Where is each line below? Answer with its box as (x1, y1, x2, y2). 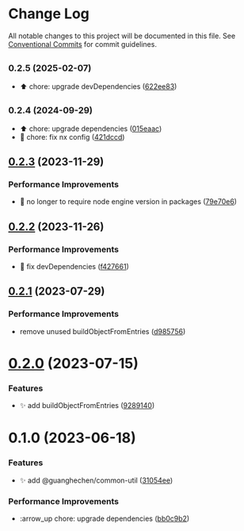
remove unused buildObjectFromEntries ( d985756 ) (19, 326, 186, 336)
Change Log (8, 5, 90, 23)
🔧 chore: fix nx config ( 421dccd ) (19, 132, 125, 141)
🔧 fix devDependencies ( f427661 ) (19, 261, 129, 271)
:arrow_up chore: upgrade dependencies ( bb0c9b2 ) (19, 514, 190, 523)
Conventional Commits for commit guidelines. (8, 39, 157, 48)
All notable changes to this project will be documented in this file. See (8, 31, 236, 40)
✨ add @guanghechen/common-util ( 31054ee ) (19, 475, 173, 485)
